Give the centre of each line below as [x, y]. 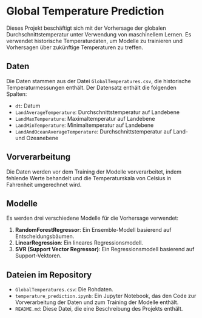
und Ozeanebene [37, 138]
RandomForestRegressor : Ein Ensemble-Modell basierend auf [93, 230]
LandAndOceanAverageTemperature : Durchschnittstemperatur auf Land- [102, 131]
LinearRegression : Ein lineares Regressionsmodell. [79, 243]
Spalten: [17, 94]
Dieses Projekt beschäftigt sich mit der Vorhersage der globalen [86, 28]
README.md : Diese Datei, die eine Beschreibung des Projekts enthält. [99, 309]
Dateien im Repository [49, 275]
